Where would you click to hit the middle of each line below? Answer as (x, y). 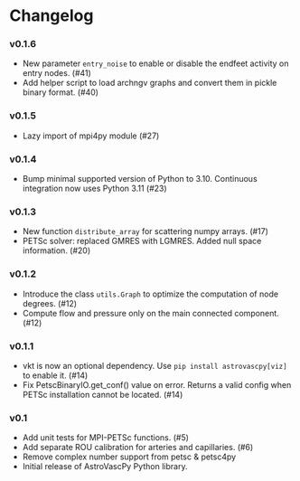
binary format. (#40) (61, 92)
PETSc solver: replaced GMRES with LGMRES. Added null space (142, 241)
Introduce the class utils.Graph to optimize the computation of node (150, 294)
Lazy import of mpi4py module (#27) (91, 136)
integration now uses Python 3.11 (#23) (94, 189)
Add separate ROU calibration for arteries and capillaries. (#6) (138, 448)
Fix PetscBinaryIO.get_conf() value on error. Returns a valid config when (157, 384)
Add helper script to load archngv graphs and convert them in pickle (150, 83)
